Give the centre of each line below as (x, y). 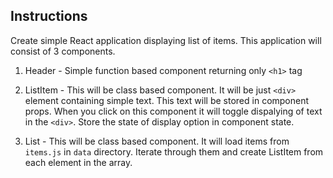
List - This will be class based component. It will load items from (157, 141)
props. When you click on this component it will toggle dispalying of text (173, 111)
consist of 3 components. (63, 51)
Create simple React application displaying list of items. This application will (166, 40)
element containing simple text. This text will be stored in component (167, 100)
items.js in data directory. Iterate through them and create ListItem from (174, 151)
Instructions (49, 16)
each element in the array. (78, 162)
